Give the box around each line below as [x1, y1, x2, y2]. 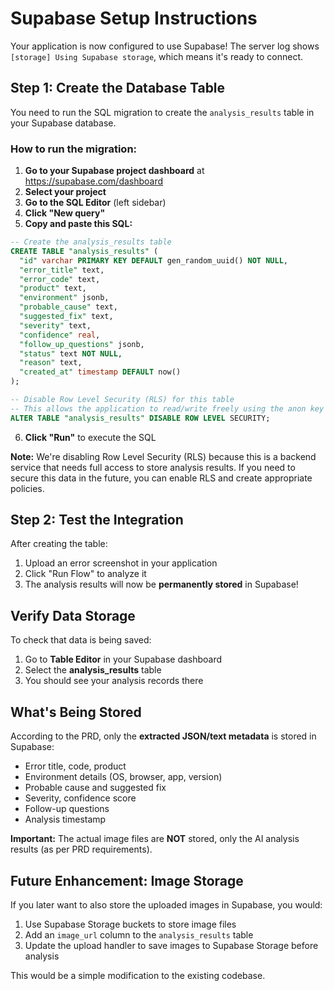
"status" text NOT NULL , [19, 348, 123, 359]
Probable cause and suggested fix [24, 782, 167, 794]
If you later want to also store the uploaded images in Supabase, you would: [10, 898, 323, 911]
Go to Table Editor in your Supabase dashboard [24, 653, 223, 666]
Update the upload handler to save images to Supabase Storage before [24, 939, 319, 951]
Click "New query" [24, 207, 106, 219]
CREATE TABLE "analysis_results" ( [10, 246, 159, 256]
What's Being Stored [10, 703, 142, 721]
